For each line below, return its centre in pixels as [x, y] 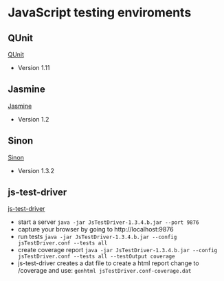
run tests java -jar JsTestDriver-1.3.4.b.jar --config [97, 237]
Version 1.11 [34, 68]
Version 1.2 [33, 119]
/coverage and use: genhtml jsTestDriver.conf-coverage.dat [104, 271]
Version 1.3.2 [36, 170]
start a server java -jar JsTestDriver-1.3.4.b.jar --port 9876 [108, 222]
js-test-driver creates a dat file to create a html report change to [108, 263]
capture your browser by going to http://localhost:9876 [96, 229]
